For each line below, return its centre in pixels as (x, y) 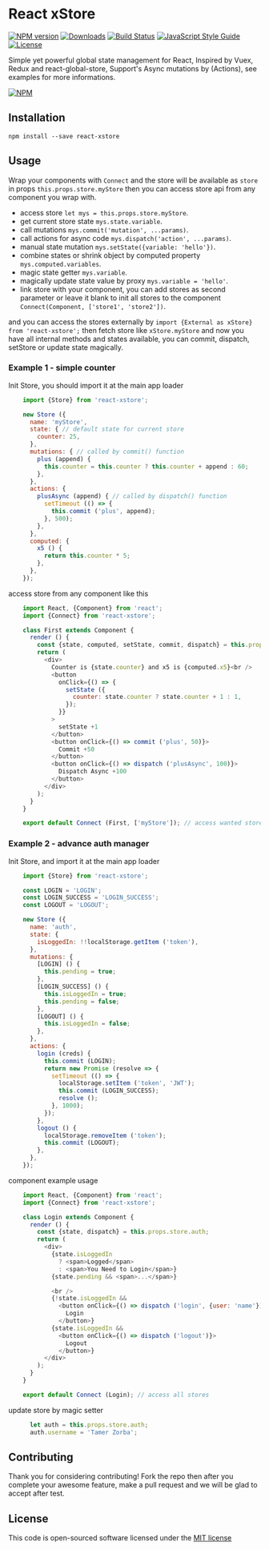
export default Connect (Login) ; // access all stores (116, 1395)
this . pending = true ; (80, 972)
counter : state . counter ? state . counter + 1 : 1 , (157, 697)
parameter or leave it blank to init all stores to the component (120, 298)
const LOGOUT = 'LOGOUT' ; (66, 906)
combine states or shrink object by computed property (110, 255)
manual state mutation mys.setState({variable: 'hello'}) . (118, 247)
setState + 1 (78, 727)
